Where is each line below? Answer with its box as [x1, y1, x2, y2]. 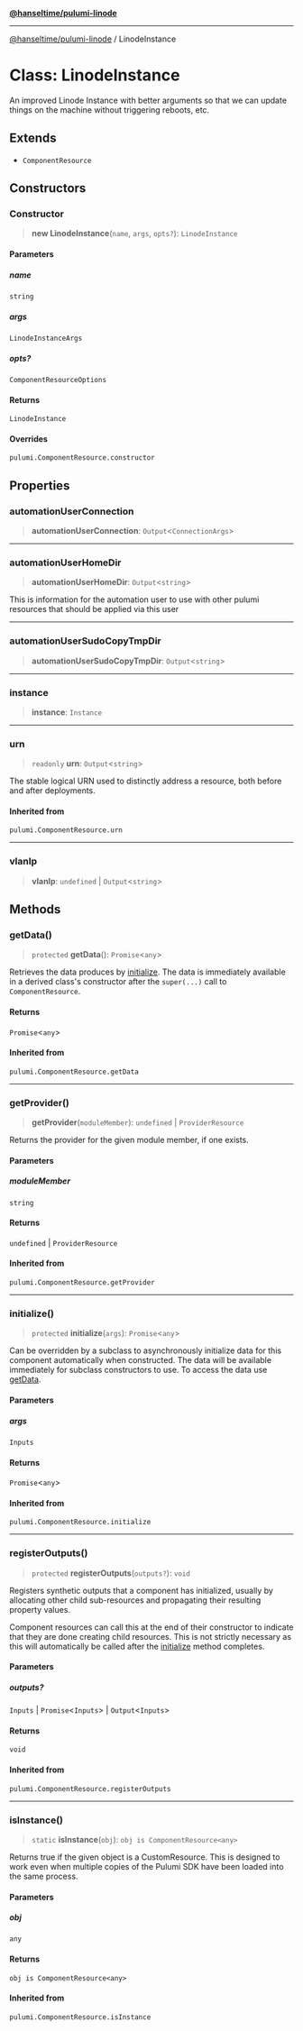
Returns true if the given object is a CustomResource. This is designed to [9, 1852, 280, 1862]
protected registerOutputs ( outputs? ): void [31, 1568, 191, 1578]
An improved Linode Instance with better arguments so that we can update [9, 95, 287, 105]
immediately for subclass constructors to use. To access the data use [9, 1365, 268, 1376]
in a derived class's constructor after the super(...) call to [9, 976, 227, 987]
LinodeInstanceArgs [9, 334, 83, 343]
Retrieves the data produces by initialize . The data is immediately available [9, 966, 286, 977]
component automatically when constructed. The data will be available [9, 1355, 272, 1366]
